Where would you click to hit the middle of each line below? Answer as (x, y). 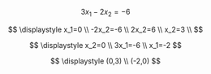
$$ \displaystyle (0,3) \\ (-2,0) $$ (105, 61)
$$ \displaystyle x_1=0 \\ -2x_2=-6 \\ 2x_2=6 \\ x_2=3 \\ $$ (105, 29)
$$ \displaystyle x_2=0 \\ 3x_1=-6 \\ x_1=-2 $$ (105, 45)
